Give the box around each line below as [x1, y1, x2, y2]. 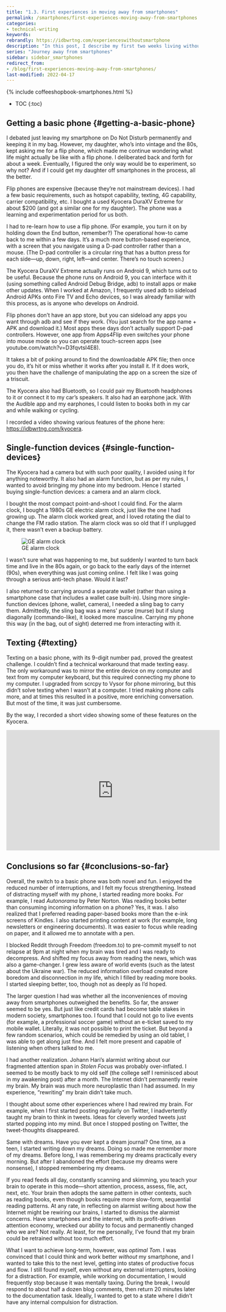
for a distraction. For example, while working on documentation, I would [6, 1272, 186, 1280]
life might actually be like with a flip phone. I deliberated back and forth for [6, 154, 193, 161]
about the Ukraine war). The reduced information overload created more [6, 967, 188, 974]
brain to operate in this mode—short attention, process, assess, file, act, [6, 1182, 188, 1190]
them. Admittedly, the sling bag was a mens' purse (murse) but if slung [6, 607, 185, 614]
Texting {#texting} [6, 637, 78, 648]
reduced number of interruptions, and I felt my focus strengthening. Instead [6, 884, 196, 891]
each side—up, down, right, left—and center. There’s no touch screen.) [6, 255, 185, 263]
